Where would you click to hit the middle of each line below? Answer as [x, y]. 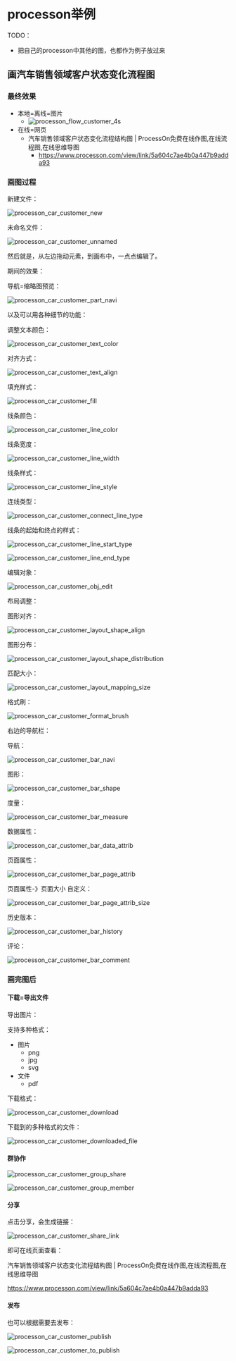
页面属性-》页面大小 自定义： [50, 888]
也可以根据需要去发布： [41, 1322]
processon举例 [52, 14]
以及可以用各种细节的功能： [47, 314]
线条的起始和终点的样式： [44, 530]
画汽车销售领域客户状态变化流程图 [81, 75]
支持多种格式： [29, 1030]
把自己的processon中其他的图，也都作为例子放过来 [91, 50]
